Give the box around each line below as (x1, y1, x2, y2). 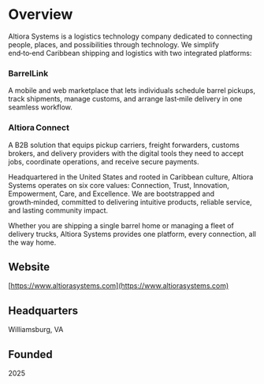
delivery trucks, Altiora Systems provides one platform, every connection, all (8, 229, 256, 238)
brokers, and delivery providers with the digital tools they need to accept (8, 148, 244, 158)
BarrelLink (8, 68, 49, 79)
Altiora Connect (8, 122, 69, 133)
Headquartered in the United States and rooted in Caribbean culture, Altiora (8, 172, 254, 182)
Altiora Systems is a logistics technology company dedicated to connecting (8, 31, 253, 41)
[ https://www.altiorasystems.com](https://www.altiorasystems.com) (8, 281, 229, 290)
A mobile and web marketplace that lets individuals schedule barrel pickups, (8, 86, 256, 95)
